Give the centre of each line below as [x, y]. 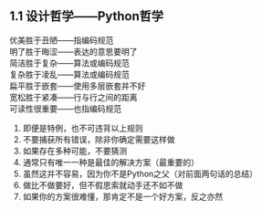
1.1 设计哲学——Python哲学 [87, 16]
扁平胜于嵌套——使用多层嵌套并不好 [78, 86]
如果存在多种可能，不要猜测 [75, 151]
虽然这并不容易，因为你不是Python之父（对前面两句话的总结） [140, 173]
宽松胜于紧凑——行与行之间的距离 [73, 97]
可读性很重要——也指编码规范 [65, 109]
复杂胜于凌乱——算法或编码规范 [69, 74]
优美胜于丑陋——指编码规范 [62, 40]
